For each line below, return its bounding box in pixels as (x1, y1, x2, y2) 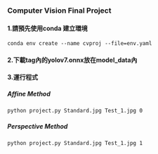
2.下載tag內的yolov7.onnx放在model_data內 (7, 56, 138, 64)
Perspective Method (7, 122, 68, 130)
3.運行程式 (7, 73, 39, 82)
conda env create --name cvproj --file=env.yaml (7, 40, 152, 47)
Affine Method (7, 89, 51, 98)
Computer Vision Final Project (7, 6, 112, 15)
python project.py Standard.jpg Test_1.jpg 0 (7, 108, 143, 115)
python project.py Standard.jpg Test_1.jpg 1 (7, 140, 143, 147)
